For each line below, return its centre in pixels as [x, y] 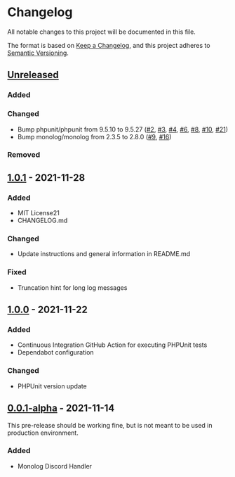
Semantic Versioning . [38, 53]
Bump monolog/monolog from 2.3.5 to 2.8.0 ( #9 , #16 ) [94, 136]
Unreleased [33, 75]
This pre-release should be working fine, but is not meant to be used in [110, 425]
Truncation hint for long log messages [72, 287]
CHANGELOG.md [42, 221]
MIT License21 [38, 213]
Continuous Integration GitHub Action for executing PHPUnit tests [112, 345]
